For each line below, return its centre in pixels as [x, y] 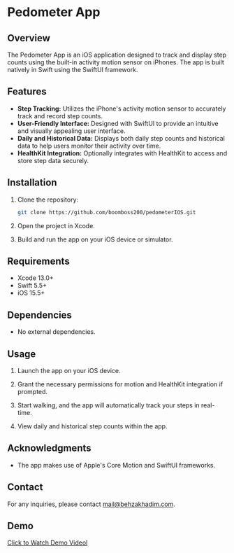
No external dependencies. [56, 332]
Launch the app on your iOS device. [69, 370]
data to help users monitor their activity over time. [89, 146]
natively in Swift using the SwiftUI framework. [73, 70]
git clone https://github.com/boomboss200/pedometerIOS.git [107, 212]
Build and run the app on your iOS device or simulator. [95, 239]
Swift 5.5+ [32, 286]
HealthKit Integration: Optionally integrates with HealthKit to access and [122, 153]
